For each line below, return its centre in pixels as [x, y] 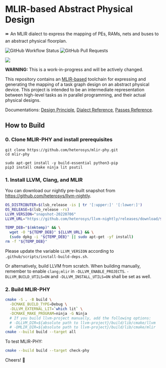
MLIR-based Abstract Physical [69, 9]
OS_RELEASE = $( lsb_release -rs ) [37, 210]
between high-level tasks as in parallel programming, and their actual [75, 95]
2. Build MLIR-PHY [28, 289]
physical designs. [23, 100]
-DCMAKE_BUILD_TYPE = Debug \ [39, 304]
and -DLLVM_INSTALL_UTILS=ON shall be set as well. [101, 276]
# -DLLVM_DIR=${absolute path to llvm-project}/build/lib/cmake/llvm [83, 323]
